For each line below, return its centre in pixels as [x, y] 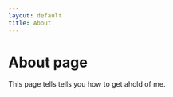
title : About [30, 23]
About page [48, 62]
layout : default [35, 16]
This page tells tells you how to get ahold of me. [87, 84]
